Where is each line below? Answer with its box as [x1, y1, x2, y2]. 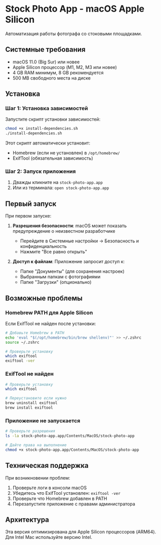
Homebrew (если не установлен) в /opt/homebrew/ [12, 150, 120, 156]
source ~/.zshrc [5, 340, 39, 345]
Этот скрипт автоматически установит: [5, 140, 91, 146]
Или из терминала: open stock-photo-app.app [12, 185, 109, 191]
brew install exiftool [5, 405, 53, 411]
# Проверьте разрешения [5, 429, 56, 434]
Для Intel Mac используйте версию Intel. [5, 534, 93, 540]
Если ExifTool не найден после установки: [5, 320, 96, 326]
